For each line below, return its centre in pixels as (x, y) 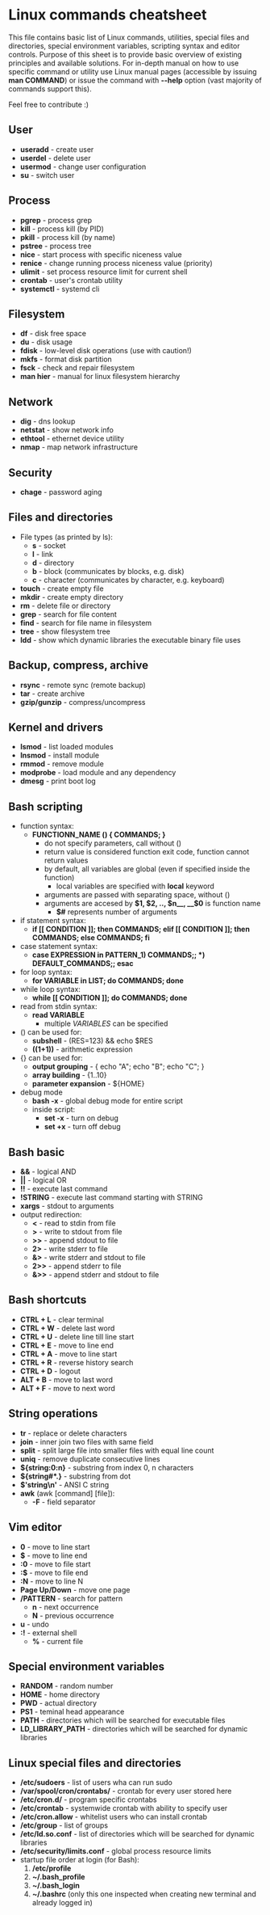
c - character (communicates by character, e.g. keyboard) (128, 580)
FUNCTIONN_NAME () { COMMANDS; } (99, 835)
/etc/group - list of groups (64, 1825)
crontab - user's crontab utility (71, 280)
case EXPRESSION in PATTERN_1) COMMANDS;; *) (118, 955)
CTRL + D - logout (50, 1371)
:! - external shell (48, 1632)
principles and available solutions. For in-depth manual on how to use (124, 63)
